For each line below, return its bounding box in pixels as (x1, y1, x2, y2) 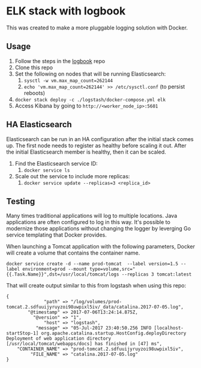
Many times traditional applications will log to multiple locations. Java (6, 212, 178, 220)
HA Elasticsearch (6, 119, 72, 130)
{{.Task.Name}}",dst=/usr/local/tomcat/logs (6, 271, 119, 277)
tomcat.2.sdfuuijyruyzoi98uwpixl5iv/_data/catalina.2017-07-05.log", (6, 304, 184, 310)
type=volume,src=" (89, 266, 136, 273)
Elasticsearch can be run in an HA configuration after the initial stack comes (6, 135, 194, 142)
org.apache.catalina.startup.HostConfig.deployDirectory (41, 330, 187, 337)
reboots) (23, 89, 46, 97)
